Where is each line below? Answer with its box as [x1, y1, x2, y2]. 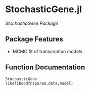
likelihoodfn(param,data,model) [5, 81, 73, 86]
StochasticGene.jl [5, 4, 82, 15]
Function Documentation [5, 63, 85, 72]
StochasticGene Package [5, 20, 58, 26]
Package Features [5, 35, 63, 43]
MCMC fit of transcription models [12, 48, 82, 54]
